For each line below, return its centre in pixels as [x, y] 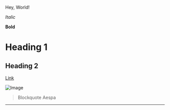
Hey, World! [17, 7]
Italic [10, 17]
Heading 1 [27, 47]
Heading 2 [22, 66]
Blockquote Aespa [37, 97]
